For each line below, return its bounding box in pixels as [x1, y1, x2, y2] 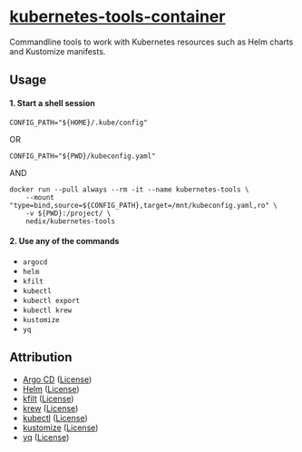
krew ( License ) [22, 402, 79, 414]
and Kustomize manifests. [9, 45, 106, 56]
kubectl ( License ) [22, 412, 88, 423]
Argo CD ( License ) [22, 374, 93, 385]
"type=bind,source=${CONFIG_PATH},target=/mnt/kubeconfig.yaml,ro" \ [9, 201, 278, 210]
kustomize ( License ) [22, 422, 99, 433]
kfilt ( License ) [22, 393, 74, 404]
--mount [25, 192, 54, 201]
